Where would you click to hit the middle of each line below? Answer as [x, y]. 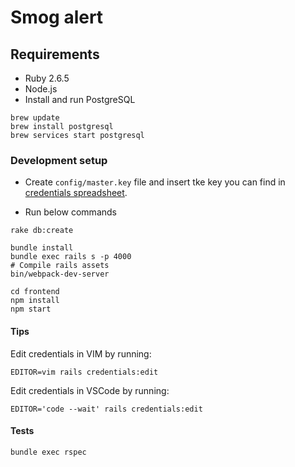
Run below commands [70, 212]
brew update [35, 118]
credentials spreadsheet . [76, 193]
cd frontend [35, 292]
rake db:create [42, 231]
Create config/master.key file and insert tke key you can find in [155, 182]
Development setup [59, 160]
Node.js [41, 89]
